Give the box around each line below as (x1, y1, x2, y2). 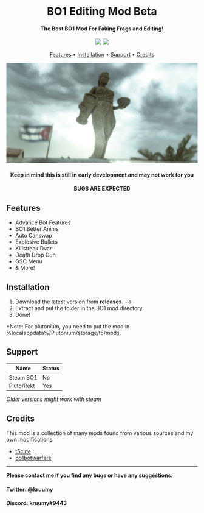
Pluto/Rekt (8, 382, 35, 389)
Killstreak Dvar (15, 245, 52, 252)
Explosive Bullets (15, 238, 58, 246)
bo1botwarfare (15, 455, 52, 462)
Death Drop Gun (15, 251, 56, 259)
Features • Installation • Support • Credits (49, 51, 155, 58)
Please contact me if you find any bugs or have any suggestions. (6, 472, 173, 479)
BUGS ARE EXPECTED (73, 185, 131, 193)
